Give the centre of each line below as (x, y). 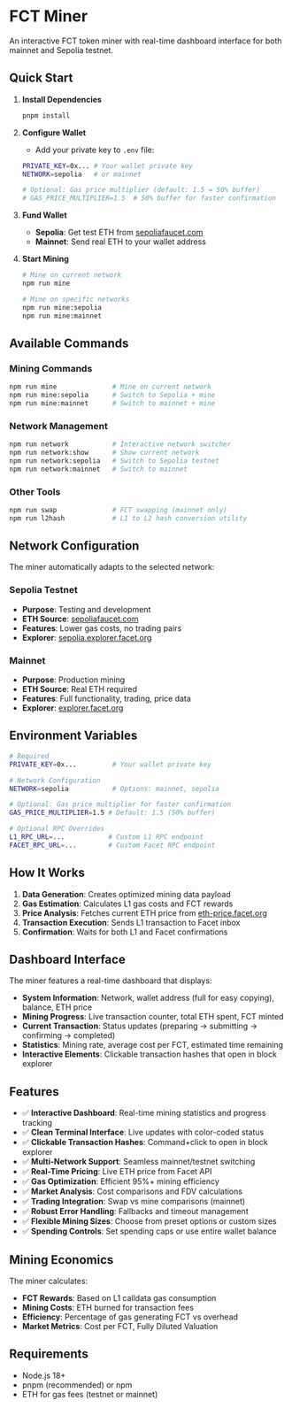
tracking (37, 1123)
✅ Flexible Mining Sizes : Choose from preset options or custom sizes (149, 1221)
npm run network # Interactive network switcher (120, 444)
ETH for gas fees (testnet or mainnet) (90, 1394)
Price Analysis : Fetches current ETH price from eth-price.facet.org (144, 912)
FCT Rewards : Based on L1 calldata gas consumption (119, 1298)
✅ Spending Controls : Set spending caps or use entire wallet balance (149, 1231)
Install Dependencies (61, 99)
